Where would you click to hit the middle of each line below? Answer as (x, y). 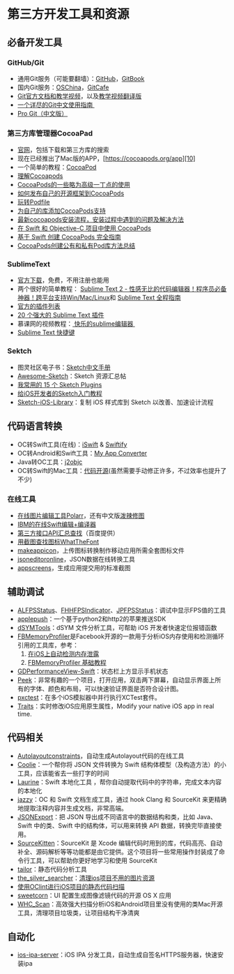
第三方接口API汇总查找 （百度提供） (68, 533)
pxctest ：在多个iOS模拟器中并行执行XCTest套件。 (89, 697)
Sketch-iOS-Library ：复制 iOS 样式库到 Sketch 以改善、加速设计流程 (115, 402)
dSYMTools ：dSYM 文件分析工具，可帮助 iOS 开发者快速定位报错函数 (117, 627)
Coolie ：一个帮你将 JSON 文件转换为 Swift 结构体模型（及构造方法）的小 (122, 764)
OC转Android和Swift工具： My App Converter (82, 453)
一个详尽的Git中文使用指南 (55, 105)
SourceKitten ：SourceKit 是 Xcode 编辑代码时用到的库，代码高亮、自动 (120, 843)
